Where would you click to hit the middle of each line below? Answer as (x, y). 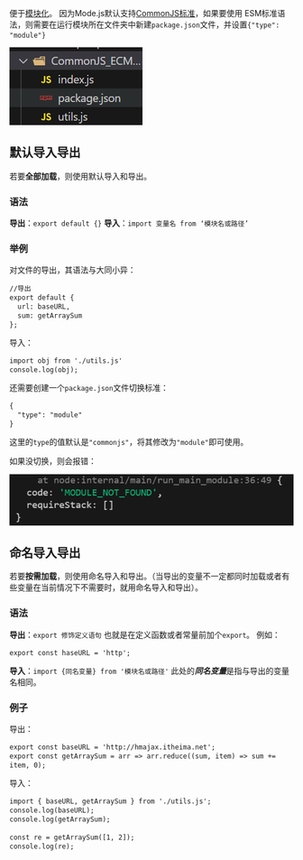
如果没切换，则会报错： (53, 461)
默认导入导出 (45, 153)
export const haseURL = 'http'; (70, 652)
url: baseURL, (44, 307)
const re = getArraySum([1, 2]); (72, 837)
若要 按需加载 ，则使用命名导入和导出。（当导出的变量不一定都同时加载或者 (146, 577)
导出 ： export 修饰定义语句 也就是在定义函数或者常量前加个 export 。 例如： (145, 634)
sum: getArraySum (50, 316)
